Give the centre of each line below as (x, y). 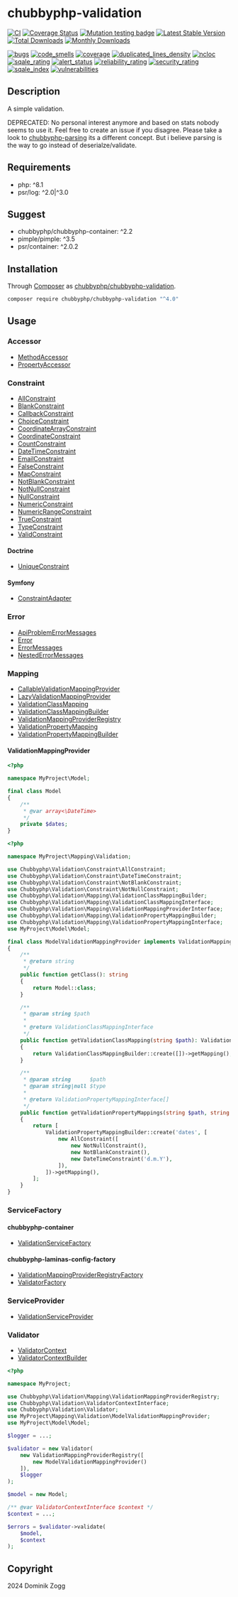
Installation (33, 269)
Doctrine (21, 550)
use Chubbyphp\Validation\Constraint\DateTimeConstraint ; (95, 876)
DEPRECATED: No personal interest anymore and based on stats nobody (113, 122)
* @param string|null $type (64, 1086)
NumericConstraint (45, 504)
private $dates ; (44, 824)
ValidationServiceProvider (55, 1316)
